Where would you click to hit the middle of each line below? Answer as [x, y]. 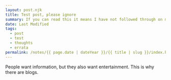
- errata [19, 48]
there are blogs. [22, 72]
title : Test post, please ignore [41, 15]
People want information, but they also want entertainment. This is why [80, 67]
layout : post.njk [24, 10]
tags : [11, 29]
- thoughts [21, 43]
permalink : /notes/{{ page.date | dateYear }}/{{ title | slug [74, 52]
